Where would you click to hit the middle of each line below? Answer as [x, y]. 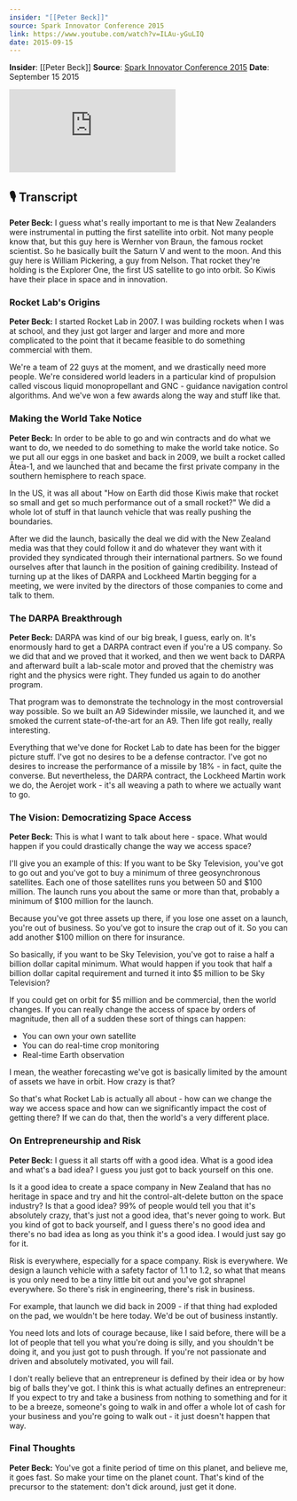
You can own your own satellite [79, 1036]
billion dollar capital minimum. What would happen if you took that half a [141, 964]
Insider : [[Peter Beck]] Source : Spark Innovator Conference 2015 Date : [139, 68]
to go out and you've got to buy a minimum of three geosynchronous [135, 873]
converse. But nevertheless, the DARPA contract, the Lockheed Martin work [148, 775]
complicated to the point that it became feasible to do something [127, 341]
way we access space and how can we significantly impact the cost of [138, 1108]
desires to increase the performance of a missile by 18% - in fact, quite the [145, 766]
